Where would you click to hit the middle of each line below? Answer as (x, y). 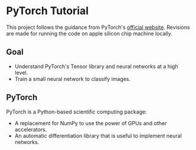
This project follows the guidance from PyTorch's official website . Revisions (98, 27)
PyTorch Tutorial (48, 11)
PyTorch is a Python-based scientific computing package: (76, 112)
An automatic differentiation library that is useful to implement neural (98, 136)
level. (21, 73)
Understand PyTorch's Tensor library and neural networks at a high (96, 66)
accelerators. (31, 129)
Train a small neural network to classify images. (73, 79)
